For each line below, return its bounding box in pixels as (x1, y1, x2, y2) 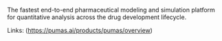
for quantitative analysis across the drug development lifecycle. (7, 13, 187, 21)
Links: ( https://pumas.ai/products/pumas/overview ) (7, 27, 153, 34)
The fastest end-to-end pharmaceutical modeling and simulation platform (7, 6, 215, 14)
